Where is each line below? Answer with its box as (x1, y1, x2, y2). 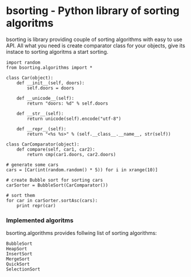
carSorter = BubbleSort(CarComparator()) (6, 182, 109, 188)
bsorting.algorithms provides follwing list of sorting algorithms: (6, 230, 157, 237)
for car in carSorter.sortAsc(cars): (6, 198, 98, 203)
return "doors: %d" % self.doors (27, 101, 109, 106)
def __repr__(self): (16, 126, 67, 132)
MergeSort (6, 256, 30, 262)
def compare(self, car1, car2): (16, 146, 95, 153)
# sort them (6, 192, 35, 198)
